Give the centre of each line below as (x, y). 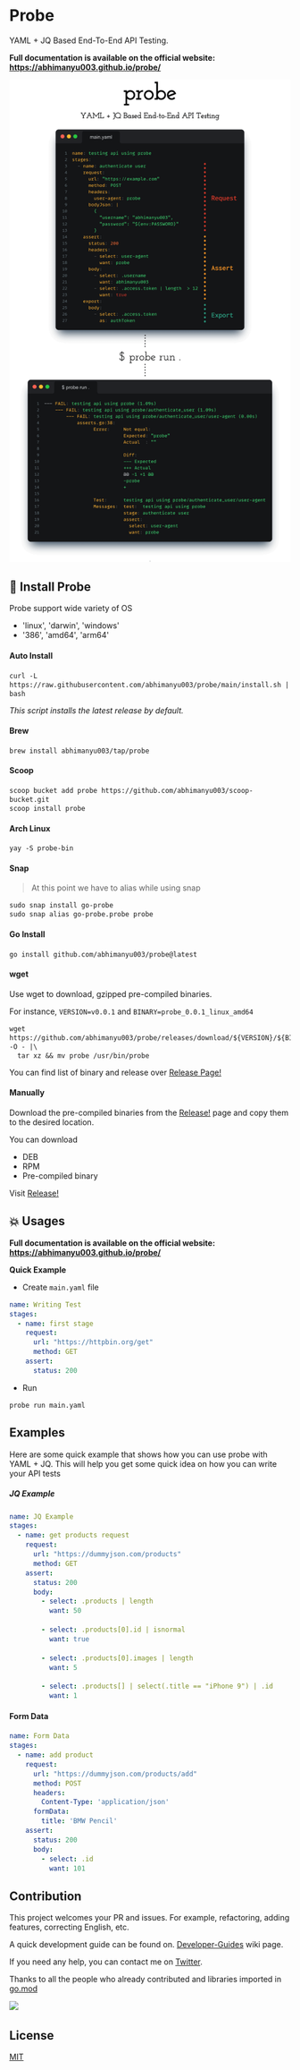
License (32, 2036)
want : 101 (67, 1868)
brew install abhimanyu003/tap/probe (79, 751)
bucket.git (29, 799)
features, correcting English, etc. (69, 1927)
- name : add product (55, 1755)
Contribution (46, 1896)
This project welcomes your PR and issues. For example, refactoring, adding (150, 1918)
